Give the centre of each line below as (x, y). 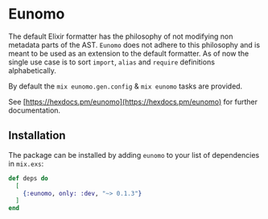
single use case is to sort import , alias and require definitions (112, 62)
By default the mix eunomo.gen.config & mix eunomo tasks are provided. (126, 86)
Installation (37, 136)
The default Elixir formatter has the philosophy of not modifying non (121, 36)
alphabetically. (32, 70)
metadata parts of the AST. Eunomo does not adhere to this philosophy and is (134, 44)
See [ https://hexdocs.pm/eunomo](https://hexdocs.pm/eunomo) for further (133, 101)
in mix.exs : (26, 163)
